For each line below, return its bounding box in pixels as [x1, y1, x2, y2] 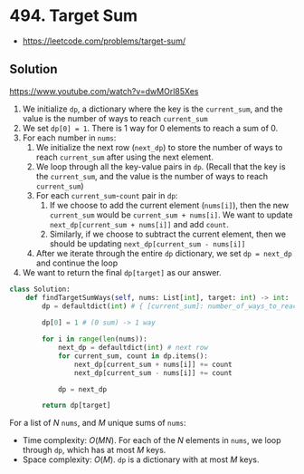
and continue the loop [35, 257, 119, 268]
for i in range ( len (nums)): [42, 334, 147, 344]
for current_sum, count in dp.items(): [57, 351, 208, 361]
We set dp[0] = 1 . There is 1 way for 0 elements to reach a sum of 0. [22, 122, 279, 133]
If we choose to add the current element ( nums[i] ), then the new [49, 199, 290, 210]
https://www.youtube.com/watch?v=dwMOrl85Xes [9, 85, 199, 96]
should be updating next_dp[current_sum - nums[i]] [49, 237, 246, 249]
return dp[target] [42, 401, 111, 411]
